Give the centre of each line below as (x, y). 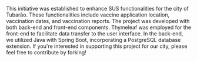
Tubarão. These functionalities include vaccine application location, (88, 15)
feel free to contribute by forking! (46, 52)
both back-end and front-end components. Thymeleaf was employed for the (99, 27)
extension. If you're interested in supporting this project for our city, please (97, 46)
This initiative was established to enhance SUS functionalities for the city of (98, 9)
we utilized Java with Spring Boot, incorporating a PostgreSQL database (94, 40)
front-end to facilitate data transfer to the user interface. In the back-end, (95, 34)
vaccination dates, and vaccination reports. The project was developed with (98, 21)
